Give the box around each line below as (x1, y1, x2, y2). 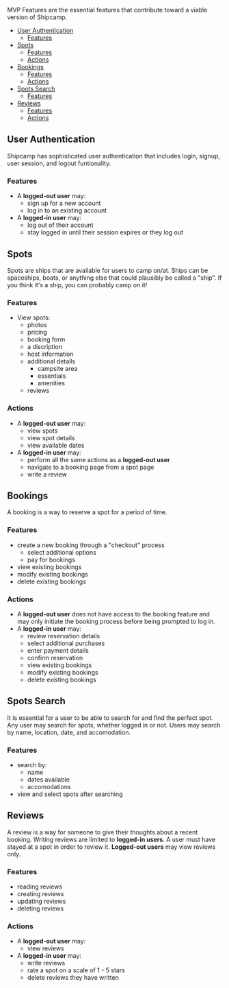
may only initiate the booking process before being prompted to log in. (16, 617, 215, 625)
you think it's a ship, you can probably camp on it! (7, 280, 148, 289)
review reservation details (27, 631, 100, 640)
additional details (27, 357, 76, 365)
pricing (27, 328, 48, 337)
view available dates (27, 441, 85, 449)
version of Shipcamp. (7, 13, 68, 21)
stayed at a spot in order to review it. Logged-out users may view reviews (7, 843, 216, 851)
